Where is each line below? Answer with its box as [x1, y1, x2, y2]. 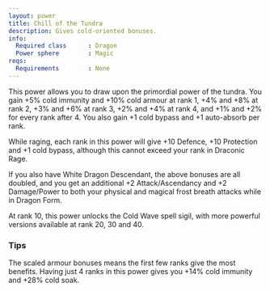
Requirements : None [15, 65, 111, 73]
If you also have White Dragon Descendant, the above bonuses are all [8, 169, 241, 179]
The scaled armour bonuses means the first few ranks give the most [8, 258, 236, 268]
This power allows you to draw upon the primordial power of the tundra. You [8, 86, 263, 96]
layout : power [8, 11, 57, 20]
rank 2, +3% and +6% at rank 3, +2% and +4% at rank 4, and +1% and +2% [8, 103, 263, 113]
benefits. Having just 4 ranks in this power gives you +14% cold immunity [8, 267, 253, 276]
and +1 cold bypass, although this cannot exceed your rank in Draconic [8, 145, 245, 154]
